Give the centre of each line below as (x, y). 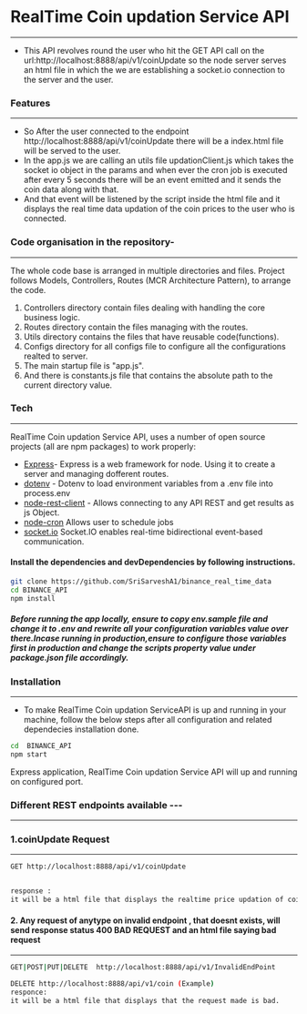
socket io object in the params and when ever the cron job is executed (155, 170)
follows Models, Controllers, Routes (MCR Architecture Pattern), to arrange (151, 280)
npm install (33, 598)
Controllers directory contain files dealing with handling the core (144, 308)
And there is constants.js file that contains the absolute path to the (148, 375)
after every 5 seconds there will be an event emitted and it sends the (152, 180)
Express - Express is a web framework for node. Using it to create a (149, 464)
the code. (28, 289)
